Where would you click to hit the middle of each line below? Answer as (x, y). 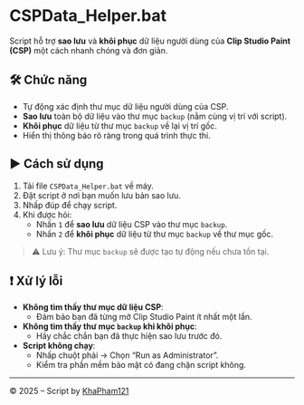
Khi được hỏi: (47, 215)
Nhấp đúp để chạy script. (70, 205)
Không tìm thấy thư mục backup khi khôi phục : (109, 326)
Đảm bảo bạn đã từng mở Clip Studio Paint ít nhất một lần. (144, 317)
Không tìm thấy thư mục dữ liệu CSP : (93, 307)
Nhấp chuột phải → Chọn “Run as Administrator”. (127, 355)
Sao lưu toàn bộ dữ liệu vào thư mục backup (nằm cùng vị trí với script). (155, 116)
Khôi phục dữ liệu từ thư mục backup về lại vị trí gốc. (119, 125)
